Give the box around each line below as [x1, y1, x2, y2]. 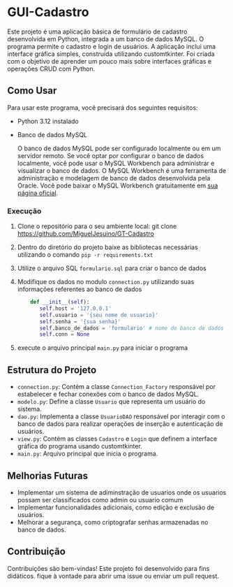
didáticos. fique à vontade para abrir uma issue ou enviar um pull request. [7, 572, 220, 580]
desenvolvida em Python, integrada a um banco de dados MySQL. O [7, 34, 204, 43]
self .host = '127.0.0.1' [39, 305, 112, 312]
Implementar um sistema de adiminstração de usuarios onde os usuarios [17, 488, 227, 497]
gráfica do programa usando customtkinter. [17, 442, 143, 451]
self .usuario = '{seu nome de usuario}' [39, 311, 158, 318]
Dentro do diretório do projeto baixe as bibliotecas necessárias [17, 243, 199, 252]
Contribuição [7, 546, 66, 558]
